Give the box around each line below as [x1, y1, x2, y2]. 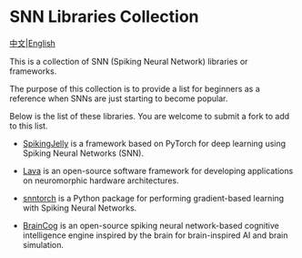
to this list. [9, 120, 48, 131]
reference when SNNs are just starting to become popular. [9, 93, 228, 104]
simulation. [22, 239, 65, 250]
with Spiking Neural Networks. [22, 202, 137, 213]
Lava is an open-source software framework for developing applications [22, 165, 294, 176]
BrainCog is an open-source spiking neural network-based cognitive [22, 220, 279, 231]
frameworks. [9, 66, 57, 77]
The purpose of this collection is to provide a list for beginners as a [9, 83, 261, 94]
